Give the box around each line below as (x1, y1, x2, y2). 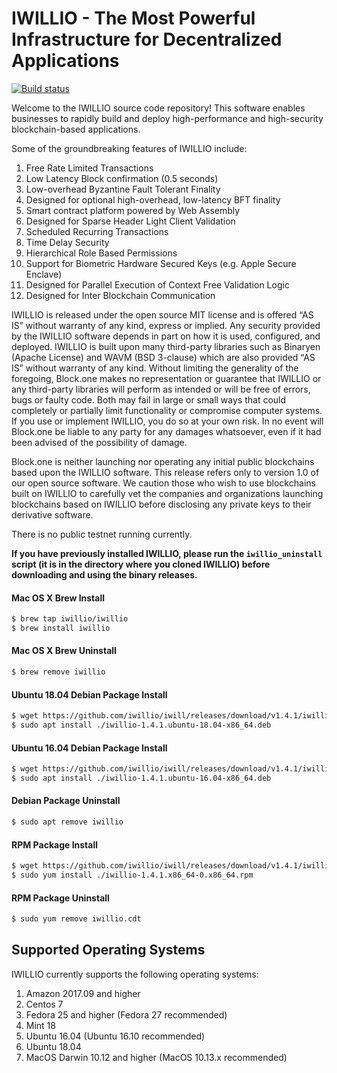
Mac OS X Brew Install (11, 592, 106, 604)
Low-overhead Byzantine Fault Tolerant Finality (25, 183, 221, 195)
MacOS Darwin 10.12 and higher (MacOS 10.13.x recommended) (25, 1051, 288, 1063)
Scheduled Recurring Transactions (25, 225, 169, 237)
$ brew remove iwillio (11, 667, 106, 677)
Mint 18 (25, 1019, 56, 1031)
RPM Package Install (11, 838, 99, 851)
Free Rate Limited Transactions (25, 162, 154, 174)
